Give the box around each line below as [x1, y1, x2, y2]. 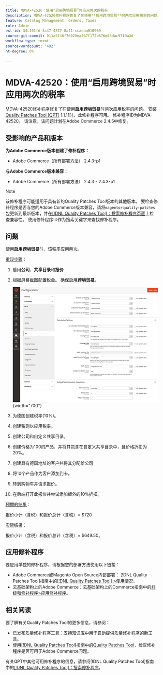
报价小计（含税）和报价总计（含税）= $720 [5, 512, 92, 518]
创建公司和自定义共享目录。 [12, 433, 68, 439]
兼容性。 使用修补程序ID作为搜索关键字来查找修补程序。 [9, 217, 121, 223]
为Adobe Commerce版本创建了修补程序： [5, 148, 89, 154]
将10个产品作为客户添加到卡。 [12, 470, 73, 476]
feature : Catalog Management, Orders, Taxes [5, 18, 97, 23]
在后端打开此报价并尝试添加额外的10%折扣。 [12, 491, 102, 497]
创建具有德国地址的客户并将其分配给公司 [12, 460, 93, 466]
